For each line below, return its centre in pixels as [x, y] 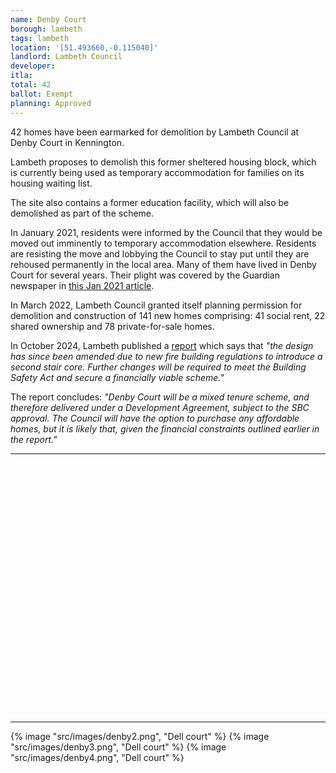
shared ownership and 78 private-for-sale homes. [112, 326]
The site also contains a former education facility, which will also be [150, 202]
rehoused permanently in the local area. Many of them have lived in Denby [163, 264]
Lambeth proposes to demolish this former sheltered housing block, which [163, 162]
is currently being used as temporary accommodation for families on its [157, 172]
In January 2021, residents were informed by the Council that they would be [166, 232]
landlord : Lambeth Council [66, 57]
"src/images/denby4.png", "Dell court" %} [97, 757]
